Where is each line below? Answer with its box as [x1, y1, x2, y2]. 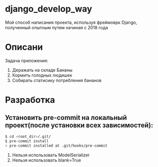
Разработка [5, 95, 55, 105]
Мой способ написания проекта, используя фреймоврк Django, [5, 19, 138, 25]
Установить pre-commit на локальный [5, 114, 127, 122]
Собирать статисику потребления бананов [12, 77, 102, 83]
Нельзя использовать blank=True [12, 157, 81, 163]
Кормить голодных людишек [12, 72, 72, 78]
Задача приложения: [5, 57, 49, 64]
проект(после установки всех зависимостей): [5, 121, 154, 130]
